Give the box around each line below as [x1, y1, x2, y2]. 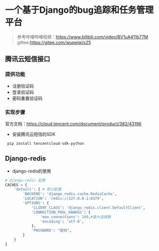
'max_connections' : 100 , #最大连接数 [40, 214, 111, 219]
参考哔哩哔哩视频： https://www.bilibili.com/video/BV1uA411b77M [17, 34, 148, 40]
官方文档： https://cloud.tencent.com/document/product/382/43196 [5, 121, 142, 127]
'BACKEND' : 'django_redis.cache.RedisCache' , [23, 192, 117, 196]
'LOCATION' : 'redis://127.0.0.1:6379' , [23, 196, 104, 201]
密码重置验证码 [12, 95, 43, 101]
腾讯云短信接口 [5, 55, 50, 63]
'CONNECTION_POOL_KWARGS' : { [31, 210, 91, 215]
